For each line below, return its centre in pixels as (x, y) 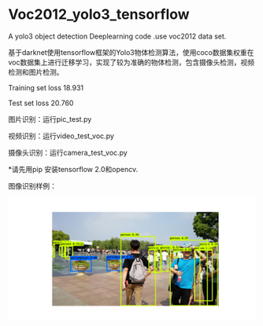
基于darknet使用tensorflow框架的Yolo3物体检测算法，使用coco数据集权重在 (131, 52)
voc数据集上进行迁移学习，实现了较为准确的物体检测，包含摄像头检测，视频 (131, 62)
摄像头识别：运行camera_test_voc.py (68, 152)
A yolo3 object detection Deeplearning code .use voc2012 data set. (117, 36)
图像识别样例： (32, 185)
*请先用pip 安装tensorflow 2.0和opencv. (73, 169)
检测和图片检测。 (36, 71)
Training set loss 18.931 (46, 87)
